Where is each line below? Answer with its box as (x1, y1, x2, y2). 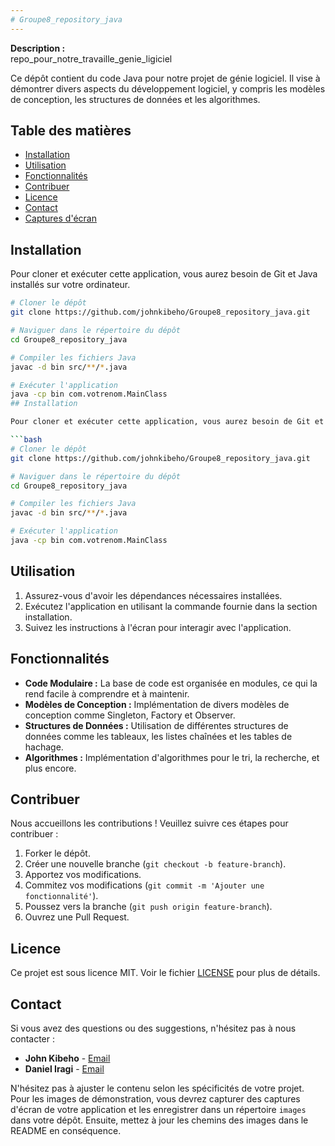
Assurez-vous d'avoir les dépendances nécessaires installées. (24, 589, 283, 601)
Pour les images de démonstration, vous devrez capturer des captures (10, 1092, 301, 1105)
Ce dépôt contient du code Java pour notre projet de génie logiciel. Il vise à (10, 72, 321, 84)
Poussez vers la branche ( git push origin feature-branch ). (24, 901, 273, 913)
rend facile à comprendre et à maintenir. (24, 687, 190, 700)
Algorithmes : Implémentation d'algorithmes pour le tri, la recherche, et (24, 751, 320, 763)
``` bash (10, 435, 43, 445)
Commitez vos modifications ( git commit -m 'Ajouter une (24, 879, 265, 891)
